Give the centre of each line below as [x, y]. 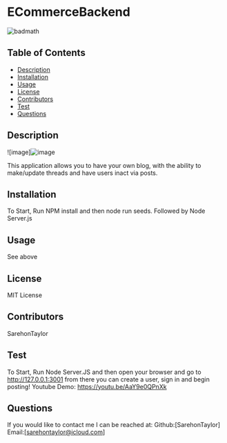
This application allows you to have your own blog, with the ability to [104, 165]
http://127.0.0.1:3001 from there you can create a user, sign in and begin [109, 379]
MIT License [25, 295]
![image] [19, 152]
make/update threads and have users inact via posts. [82, 173]
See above [22, 257]
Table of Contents [47, 53]
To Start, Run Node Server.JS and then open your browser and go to [104, 372]
